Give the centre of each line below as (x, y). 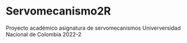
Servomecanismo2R (58, 11)
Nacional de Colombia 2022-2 (44, 34)
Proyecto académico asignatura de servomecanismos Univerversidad (93, 28)
